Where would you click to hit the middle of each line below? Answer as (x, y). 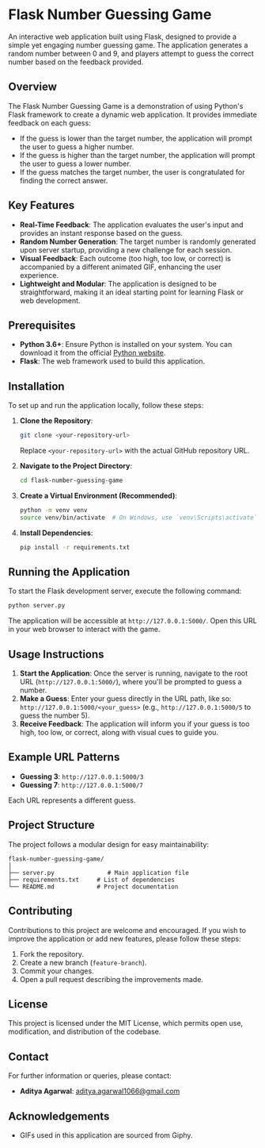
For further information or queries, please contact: (90, 1076)
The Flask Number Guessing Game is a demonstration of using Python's (126, 106)
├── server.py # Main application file (99, 873)
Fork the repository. (52, 953)
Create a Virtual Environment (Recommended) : (98, 495)
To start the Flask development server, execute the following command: (125, 591)
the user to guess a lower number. (76, 164)
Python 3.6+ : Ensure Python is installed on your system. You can (126, 345)
